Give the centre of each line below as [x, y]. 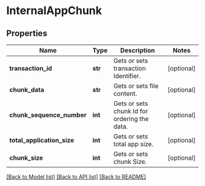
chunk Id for [131, 111]
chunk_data [27, 90]
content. [125, 94]
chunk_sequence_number [48, 115]
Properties [27, 33]
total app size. [133, 144]
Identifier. [127, 76]
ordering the [131, 119]
